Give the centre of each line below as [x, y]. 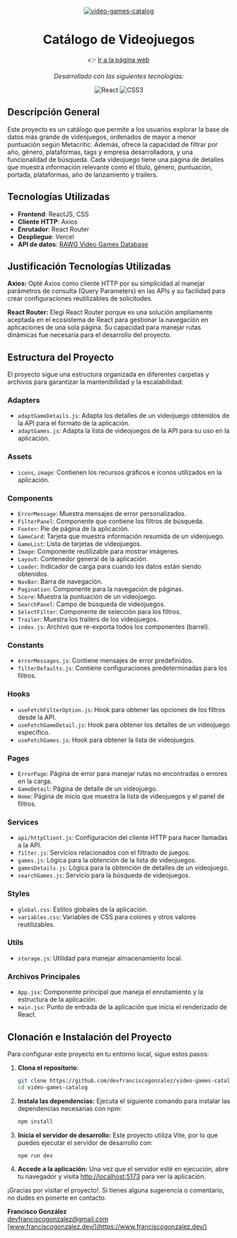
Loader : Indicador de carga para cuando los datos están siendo [109, 566]
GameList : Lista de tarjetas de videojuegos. [80, 544]
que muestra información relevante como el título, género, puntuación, [110, 167]
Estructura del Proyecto [61, 357]
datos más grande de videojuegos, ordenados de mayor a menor [102, 137]
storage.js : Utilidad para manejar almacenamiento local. [100, 958]
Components [30, 498]
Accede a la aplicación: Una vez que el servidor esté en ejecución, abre [123, 1169]
